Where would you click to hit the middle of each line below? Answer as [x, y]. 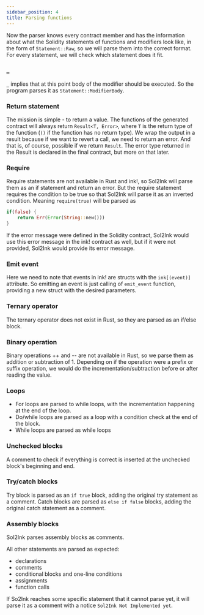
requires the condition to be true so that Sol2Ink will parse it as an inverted [100, 194]
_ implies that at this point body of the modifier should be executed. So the [100, 84]
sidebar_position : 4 [33, 12]
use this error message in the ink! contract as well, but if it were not [91, 242]
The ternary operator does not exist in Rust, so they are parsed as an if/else [101, 320]
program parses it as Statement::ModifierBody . [65, 90]
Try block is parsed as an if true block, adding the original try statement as [102, 495]
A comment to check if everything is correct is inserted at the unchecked [98, 459]
